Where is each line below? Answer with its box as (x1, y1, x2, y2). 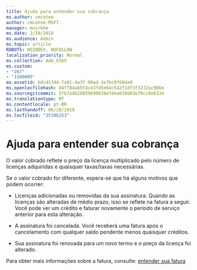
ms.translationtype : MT (6, 96, 65, 102)
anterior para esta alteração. (14, 211, 84, 218)
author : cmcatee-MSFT (6, 19, 59, 25)
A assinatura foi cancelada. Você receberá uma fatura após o (14, 222, 163, 230)
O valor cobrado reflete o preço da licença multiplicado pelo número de (6, 157, 179, 164)
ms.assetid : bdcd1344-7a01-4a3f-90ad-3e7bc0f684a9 (6, 80, 133, 86)
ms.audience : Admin (6, 36, 54, 42)
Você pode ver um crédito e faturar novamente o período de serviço (14, 205, 181, 212)
